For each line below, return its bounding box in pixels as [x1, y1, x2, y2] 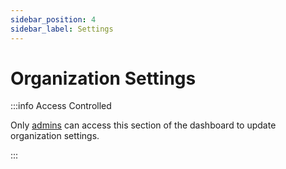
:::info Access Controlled [10, 100, 112, 112]
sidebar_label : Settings [10, 24, 114, 34]
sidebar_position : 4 [10, 14, 97, 25]
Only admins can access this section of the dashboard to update [10, 119, 277, 131]
